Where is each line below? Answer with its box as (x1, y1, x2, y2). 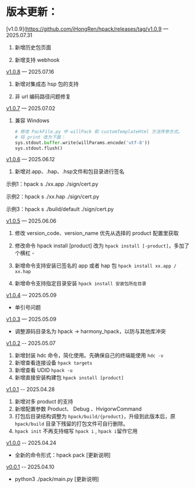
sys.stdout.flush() (14, 145, 63, 151)
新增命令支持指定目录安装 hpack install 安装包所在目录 (14, 280, 147, 287)
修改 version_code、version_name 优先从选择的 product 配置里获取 (14, 230, 179, 237)
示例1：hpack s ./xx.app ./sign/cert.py (6, 181, 99, 188)
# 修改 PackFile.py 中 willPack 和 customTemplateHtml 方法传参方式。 (14, 128, 183, 135)
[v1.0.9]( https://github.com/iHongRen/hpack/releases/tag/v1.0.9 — (6, 25, 168, 32)
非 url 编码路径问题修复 (14, 93, 71, 100)
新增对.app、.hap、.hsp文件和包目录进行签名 (14, 168, 125, 175)
